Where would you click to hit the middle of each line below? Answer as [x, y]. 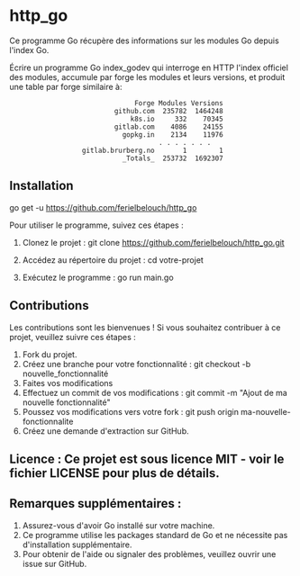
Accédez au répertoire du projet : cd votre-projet [113, 260]
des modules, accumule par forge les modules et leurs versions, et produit [147, 76]
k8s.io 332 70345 [177, 119]
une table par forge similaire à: [66, 86]
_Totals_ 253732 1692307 [173, 158]
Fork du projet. [50, 354]
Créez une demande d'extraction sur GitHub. [105, 431]
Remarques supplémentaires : [95, 504]
